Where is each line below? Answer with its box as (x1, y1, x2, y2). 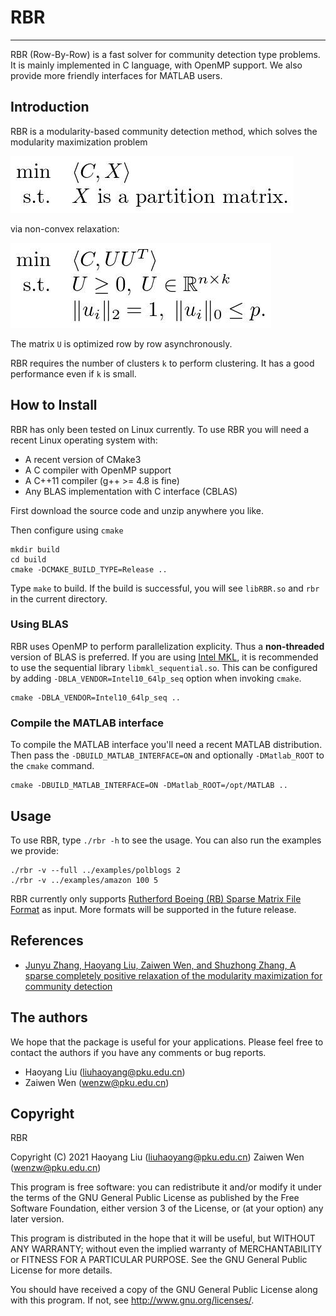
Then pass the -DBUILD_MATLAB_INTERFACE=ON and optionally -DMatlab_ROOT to (10, 749, 325, 761)
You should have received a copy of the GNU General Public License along (10, 1284, 318, 1296)
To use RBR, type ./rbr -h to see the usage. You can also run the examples (10, 834, 322, 846)
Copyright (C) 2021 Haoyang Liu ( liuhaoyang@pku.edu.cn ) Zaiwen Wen (10, 1151, 305, 1163)
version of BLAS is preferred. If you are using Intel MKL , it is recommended (10, 651, 319, 663)
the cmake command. (10, 760, 95, 772)
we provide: (10, 844, 60, 856)
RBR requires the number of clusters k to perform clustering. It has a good (10, 357, 315, 369)
